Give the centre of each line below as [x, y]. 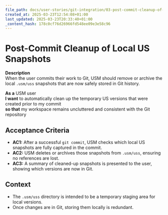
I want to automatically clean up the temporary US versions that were [77, 98]
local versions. [27, 202]
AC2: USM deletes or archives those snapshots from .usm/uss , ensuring [86, 153]
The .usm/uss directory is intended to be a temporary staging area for [84, 196]
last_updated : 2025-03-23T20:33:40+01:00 [49, 19]
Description [18, 73]
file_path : [16, 10]
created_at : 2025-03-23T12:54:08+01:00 [47, 14]
